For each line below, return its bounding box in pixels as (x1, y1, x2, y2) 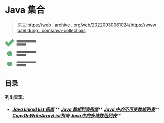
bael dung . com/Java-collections (17, 27, 86, 33)
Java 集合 (5, 4, 45, 16)
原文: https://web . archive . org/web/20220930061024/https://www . (17, 22, 159, 28)
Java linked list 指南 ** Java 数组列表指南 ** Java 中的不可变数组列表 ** (12, 106, 160, 112)
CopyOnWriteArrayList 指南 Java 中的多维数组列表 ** (12, 112, 121, 118)
